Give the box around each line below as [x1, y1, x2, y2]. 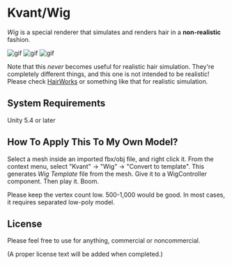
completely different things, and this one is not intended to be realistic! [7, 70, 210, 78]
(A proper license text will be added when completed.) [7, 250, 164, 259]
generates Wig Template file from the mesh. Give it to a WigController [7, 169, 208, 178]
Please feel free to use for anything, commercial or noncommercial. [7, 236, 201, 245]
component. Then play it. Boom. [7, 176, 100, 185]
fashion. [7, 35, 31, 43]
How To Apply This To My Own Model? [7, 136, 178, 148]
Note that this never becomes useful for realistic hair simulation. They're [7, 62, 215, 70]
